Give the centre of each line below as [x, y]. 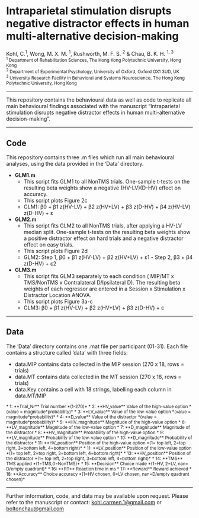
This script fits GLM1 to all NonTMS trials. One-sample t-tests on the [107, 182]
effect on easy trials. [49, 245]
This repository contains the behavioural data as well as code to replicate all [99, 100]
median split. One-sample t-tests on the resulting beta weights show [107, 232]
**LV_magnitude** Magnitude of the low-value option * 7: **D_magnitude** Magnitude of [98, 427]
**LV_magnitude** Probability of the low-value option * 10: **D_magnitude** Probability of [99, 438]
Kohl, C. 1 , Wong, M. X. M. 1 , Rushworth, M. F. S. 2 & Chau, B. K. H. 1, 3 [90, 53]
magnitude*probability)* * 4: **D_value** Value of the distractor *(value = [81, 417]
